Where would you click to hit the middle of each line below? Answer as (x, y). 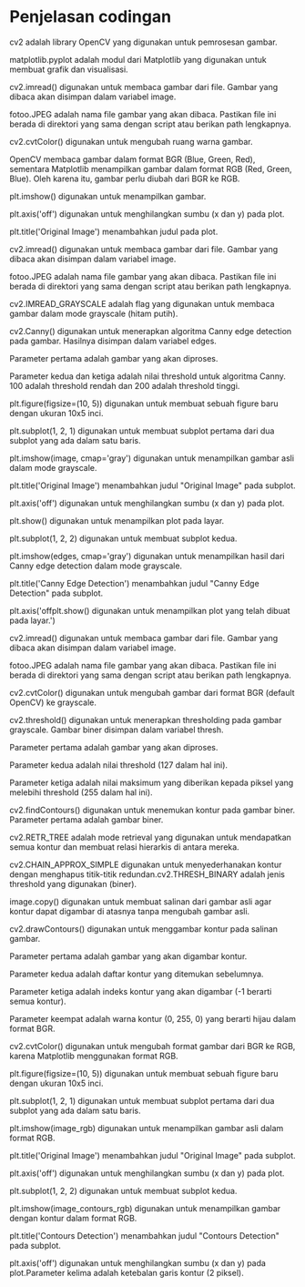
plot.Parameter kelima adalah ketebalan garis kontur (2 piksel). (127, 1272)
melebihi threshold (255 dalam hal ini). (81, 792)
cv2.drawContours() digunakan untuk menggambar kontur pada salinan (144, 929)
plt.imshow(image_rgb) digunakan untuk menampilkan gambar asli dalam (147, 1128)
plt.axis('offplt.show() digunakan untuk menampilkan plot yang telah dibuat (150, 610)
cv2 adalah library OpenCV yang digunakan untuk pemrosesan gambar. (143, 42)
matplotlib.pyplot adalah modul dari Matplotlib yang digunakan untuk (138, 59)
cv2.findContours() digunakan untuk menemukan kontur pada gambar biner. (152, 810)
